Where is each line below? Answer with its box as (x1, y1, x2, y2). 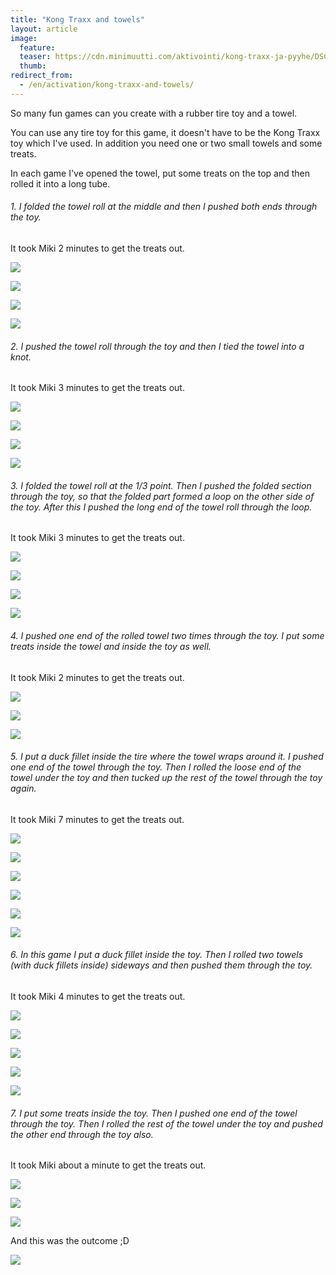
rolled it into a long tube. (10, 177, 111, 190)
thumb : (19, 61, 47, 71)
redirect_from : (10, 71, 74, 81)
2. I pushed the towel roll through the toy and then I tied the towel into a (10, 340, 305, 352)
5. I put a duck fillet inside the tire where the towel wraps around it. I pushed (10, 751, 324, 763)
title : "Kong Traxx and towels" (10, 14, 145, 25)
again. (10, 782, 37, 795)
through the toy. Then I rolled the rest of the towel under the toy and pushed (10, 1117, 323, 1130)
